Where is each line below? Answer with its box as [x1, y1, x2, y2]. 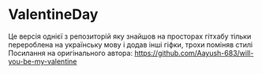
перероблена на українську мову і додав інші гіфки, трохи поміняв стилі [8, 39, 253, 49]
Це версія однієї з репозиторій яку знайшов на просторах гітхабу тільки [8, 31, 252, 41]
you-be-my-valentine [8, 57, 77, 66]
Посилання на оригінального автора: [8, 48, 133, 57]
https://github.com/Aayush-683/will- [133, 48, 254, 57]
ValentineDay [8, 6, 99, 24]
